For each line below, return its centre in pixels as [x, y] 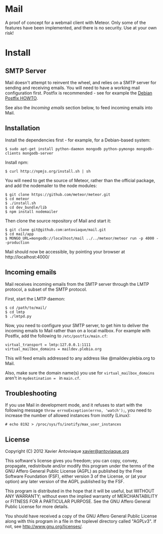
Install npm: [17, 162]
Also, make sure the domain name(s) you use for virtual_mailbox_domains [80, 372]
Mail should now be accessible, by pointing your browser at [65, 252]
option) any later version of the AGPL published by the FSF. [65, 482]
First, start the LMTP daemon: [35, 299]
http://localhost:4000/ [27, 257]
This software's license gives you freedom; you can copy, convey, [72, 461]
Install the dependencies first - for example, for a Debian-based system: [78, 140]
